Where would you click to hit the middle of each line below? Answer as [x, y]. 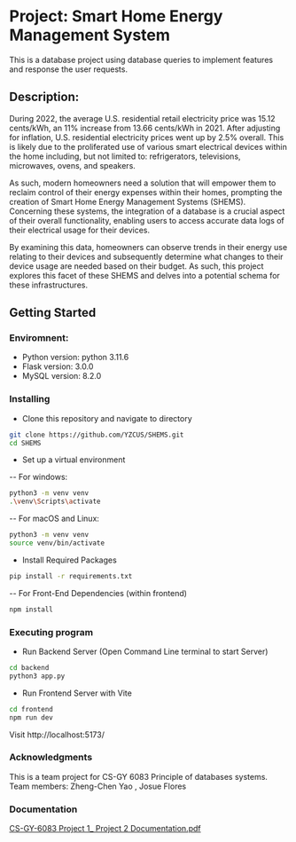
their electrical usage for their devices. [80, 230]
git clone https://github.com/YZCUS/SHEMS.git [97, 435]
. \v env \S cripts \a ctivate [55, 502]
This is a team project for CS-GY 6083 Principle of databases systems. [139, 776]
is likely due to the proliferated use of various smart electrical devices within [148, 146]
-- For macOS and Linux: [55, 519]
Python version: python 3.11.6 [75, 358]
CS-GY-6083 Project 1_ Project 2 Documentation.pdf [105, 829]
